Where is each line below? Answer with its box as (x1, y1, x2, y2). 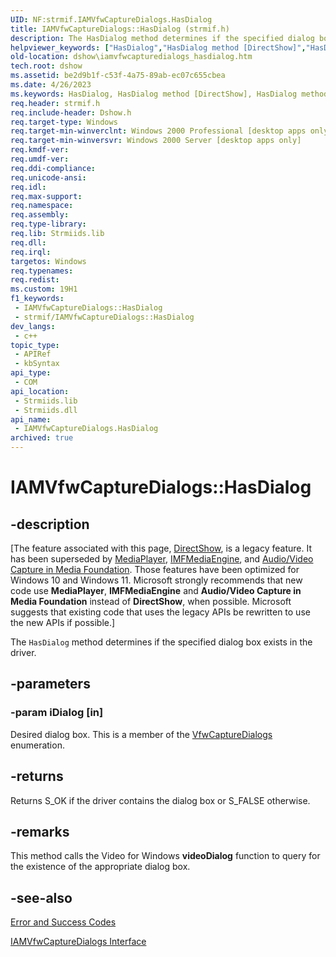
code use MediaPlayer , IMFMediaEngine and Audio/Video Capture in (10, 585, 302, 596)
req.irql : (10, 247, 52, 257)
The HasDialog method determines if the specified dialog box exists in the (10, 636, 313, 648)
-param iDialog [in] (10, 706, 104, 720)
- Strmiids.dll (14, 405, 78, 415)
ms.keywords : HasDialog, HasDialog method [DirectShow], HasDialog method (10, 89, 329, 99)
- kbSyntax (14, 359, 60, 369)
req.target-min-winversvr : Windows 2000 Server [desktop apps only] (10, 136, 302, 146)
